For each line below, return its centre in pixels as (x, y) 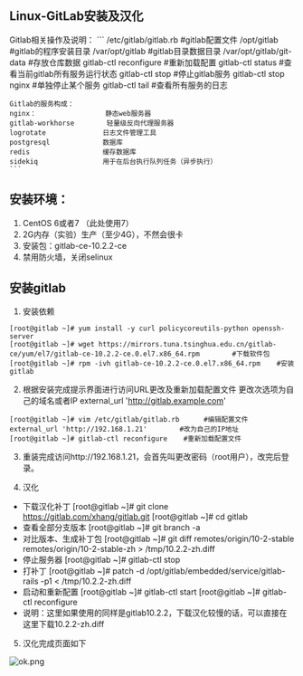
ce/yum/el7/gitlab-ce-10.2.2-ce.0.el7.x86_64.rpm (105, 354)
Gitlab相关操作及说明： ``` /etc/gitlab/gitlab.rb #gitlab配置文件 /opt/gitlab (144, 40)
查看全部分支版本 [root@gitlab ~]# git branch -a (111, 528)
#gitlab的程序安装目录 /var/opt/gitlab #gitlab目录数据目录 (115, 51)
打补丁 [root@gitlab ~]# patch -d (83, 571)
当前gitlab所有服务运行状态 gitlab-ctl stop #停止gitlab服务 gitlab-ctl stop (151, 73)
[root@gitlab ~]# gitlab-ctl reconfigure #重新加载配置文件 (126, 439)
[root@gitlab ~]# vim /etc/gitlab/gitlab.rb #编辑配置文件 (129, 420)
